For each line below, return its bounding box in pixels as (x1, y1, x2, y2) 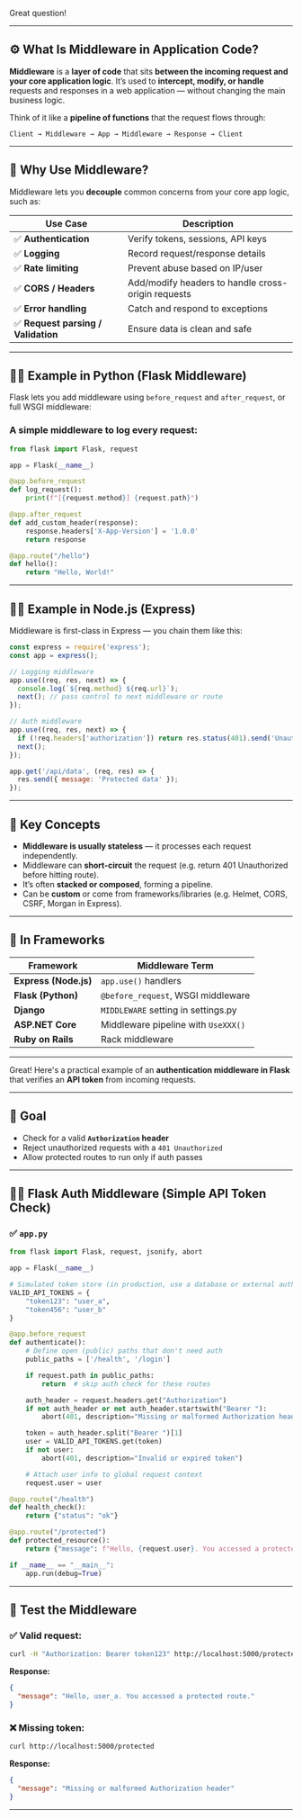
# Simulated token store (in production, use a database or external (9, 1280, 276, 1290)
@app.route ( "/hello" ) (9, 551, 91, 561)
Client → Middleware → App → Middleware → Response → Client (9, 130, 244, 139)
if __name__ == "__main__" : (9, 1561, 115, 1570)
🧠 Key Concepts (9, 816, 101, 832)
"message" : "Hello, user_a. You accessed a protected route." (17, 1691, 255, 1700)
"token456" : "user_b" (25, 1305, 106, 1314)
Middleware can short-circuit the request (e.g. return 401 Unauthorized (22, 860, 289, 870)
